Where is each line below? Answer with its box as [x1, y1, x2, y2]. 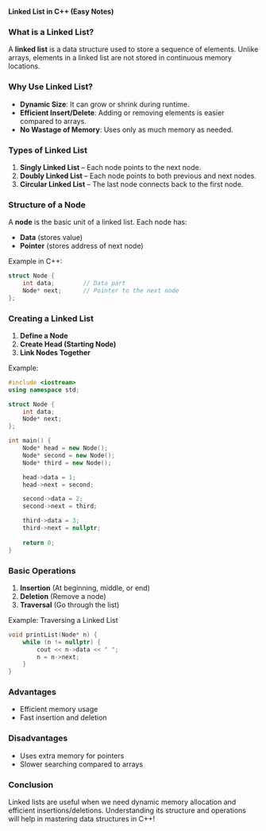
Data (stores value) [19, 233, 83, 242]
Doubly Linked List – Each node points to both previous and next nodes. [19, 171, 256, 180]
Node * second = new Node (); [22, 451, 115, 459]
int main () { [8, 437, 52, 445]
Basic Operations [8, 565, 76, 576]
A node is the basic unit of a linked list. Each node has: [8, 218, 187, 227]
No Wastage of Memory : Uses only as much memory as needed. [19, 125, 234, 134]
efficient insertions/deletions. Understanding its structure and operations [8, 806, 246, 815]
